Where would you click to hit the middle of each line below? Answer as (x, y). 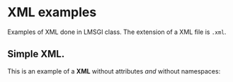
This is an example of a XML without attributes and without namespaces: (114, 71)
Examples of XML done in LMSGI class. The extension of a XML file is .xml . (117, 32)
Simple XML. (36, 54)
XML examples (52, 12)
